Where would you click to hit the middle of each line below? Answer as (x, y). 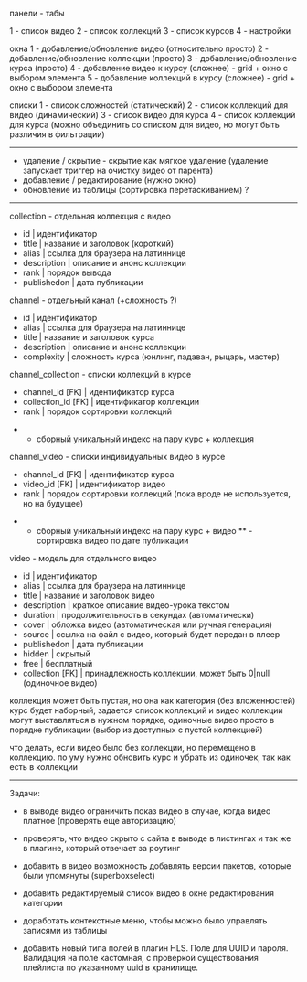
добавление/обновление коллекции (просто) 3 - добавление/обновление (153, 58)
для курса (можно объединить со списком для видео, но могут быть (145, 124)
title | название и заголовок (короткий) (98, 243)
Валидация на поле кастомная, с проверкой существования (140, 958)
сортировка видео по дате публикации (112, 540)
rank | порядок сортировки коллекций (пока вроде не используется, (156, 494)
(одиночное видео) (60, 683)
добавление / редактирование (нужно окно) (109, 180)
